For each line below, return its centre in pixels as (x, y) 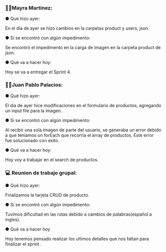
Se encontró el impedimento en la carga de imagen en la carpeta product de (83, 48)
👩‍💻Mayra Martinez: (29, 8)
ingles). (13, 219)
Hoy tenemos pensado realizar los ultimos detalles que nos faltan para (77, 239)
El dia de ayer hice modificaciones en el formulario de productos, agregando (83, 105)
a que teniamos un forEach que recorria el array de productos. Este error (80, 135)
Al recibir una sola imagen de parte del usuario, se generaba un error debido (83, 130)
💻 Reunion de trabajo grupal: (41, 173)
